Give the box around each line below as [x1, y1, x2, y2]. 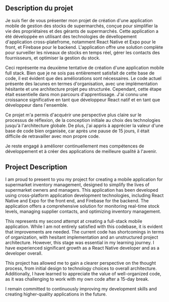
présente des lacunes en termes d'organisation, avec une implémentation [5, 81, 158, 87]
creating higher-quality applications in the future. [5, 291, 107, 297]
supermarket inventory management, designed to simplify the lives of [5, 181, 150, 188]
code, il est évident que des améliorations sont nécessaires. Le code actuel [5, 75, 162, 81]
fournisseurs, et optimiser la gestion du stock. [5, 55, 101, 61]
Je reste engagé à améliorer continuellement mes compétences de [5, 143, 145, 149]
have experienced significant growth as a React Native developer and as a [5, 245, 160, 251]
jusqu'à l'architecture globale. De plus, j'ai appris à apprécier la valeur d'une [5, 122, 163, 128]
